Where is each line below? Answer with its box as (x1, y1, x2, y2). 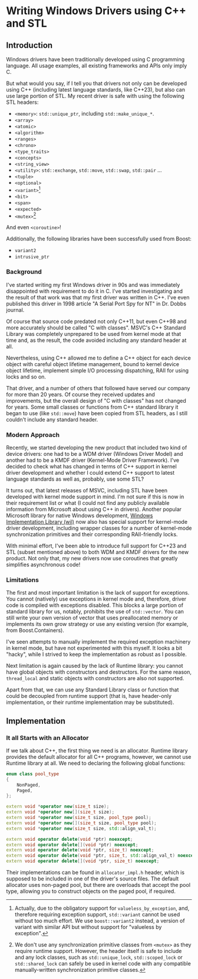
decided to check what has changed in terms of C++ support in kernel (6, 462, 177, 470)
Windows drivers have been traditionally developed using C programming (6, 56, 185, 63)
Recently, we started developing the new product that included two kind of (6, 444, 187, 451)
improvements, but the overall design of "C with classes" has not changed (6, 397, 187, 404)
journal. (6, 306, 25, 314)
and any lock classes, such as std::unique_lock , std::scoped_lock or (14, 954, 183, 961)
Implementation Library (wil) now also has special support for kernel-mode (6, 518, 187, 525)
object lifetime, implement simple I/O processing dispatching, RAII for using (6, 367, 189, 374)
